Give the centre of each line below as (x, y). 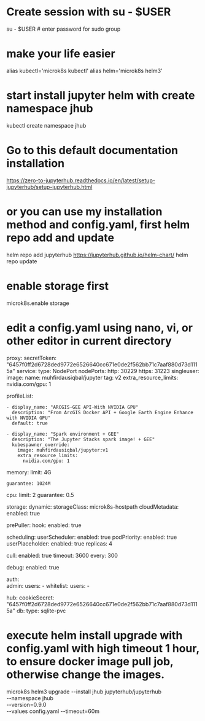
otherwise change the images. (86, 674)
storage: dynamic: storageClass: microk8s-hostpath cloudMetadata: (93, 507)
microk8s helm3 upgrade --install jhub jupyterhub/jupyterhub (84, 692)
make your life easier (61, 54)
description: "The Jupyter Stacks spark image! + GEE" (83, 439)
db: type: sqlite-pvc (41, 611)
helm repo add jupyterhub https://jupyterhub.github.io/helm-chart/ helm (97, 255)
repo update (22, 261)
